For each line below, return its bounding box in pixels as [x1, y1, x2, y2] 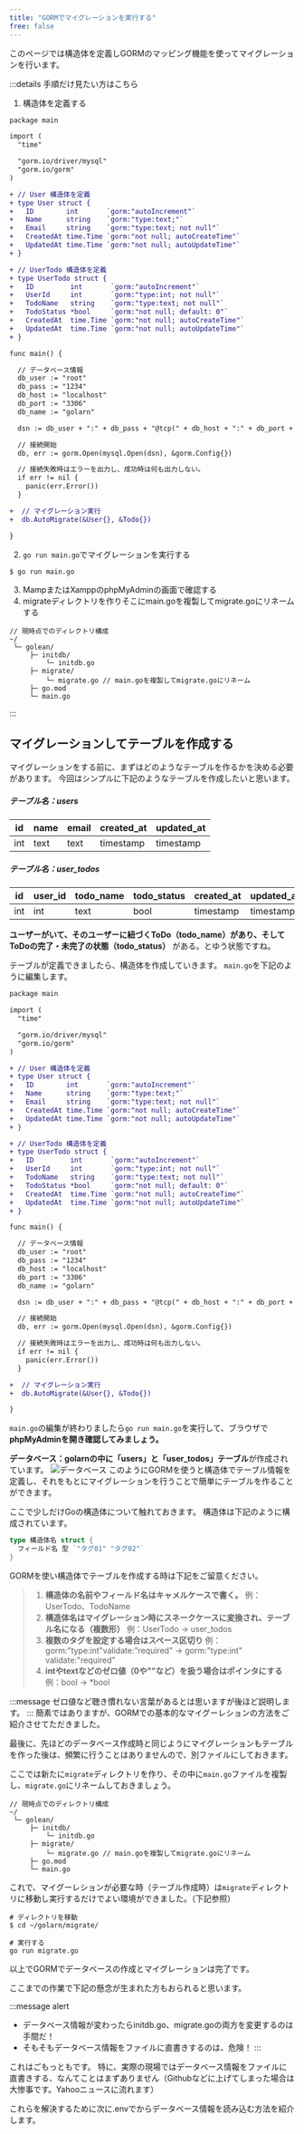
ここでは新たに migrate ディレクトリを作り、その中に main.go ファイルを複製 [9, 1768, 288, 1779]
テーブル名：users [9, 795, 79, 806]
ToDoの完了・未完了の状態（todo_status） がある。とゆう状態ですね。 [9, 941, 276, 951]
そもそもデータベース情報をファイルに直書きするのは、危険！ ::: [22, 2042, 261, 2052]
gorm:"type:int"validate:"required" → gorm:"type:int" [44, 1645, 242, 1656]
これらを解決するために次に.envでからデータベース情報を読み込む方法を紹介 [9, 2103, 295, 2114]
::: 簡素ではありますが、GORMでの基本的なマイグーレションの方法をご [26, 1707, 290, 1718]
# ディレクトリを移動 [9, 1913, 79, 1922]
